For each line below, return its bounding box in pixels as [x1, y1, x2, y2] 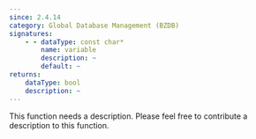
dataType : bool [25, 78, 81, 87]
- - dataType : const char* [25, 37, 124, 47]
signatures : [9, 29, 53, 38]
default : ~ [41, 62, 81, 71]
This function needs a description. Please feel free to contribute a [9, 111, 248, 121]
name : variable [41, 46, 97, 55]
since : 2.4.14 [9, 12, 62, 22]
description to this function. [9, 120, 109, 130]
